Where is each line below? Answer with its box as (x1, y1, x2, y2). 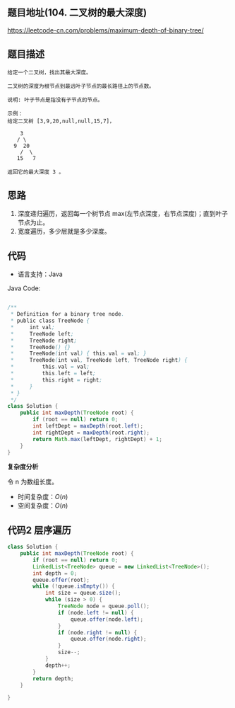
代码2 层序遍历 (7, 524, 72, 536)
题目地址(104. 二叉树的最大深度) (7, 6, 147, 19)
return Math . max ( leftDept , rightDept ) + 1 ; (32, 435, 162, 442)
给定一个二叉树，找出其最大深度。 (7, 69, 92, 76)
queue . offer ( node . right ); (70, 636, 147, 643)
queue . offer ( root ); (32, 576, 90, 583)
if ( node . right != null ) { (57, 629, 138, 636)
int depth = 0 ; (32, 569, 78, 577)
